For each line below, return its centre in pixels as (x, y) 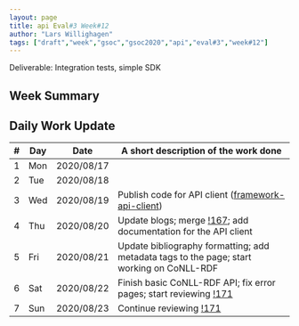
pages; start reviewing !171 (175, 294)
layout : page (33, 17)
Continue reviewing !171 (170, 308)
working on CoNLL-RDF (168, 268)
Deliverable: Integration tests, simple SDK (85, 68)
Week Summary (54, 96)
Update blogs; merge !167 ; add (183, 221)
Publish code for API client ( (176, 195)
